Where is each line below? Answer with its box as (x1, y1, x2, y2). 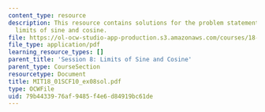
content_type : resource (8, 11, 87, 20)
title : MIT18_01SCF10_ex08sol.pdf (8, 77, 122, 85)
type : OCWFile (8, 84, 55, 93)
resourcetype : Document (8, 70, 87, 78)
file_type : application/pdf (8, 41, 101, 49)
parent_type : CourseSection (8, 63, 101, 71)
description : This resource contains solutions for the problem (8, 19, 224, 27)
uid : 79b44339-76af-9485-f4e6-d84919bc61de (8, 92, 154, 100)
